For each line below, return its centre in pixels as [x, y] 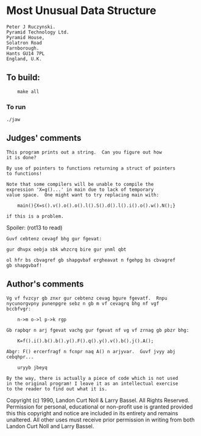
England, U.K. [24, 59]
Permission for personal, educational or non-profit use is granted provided [100, 407]
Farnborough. [23, 48]
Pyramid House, [26, 37]
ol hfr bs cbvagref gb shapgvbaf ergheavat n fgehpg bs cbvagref [91, 260]
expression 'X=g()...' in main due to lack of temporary [80, 190]
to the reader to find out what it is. [57, 389]
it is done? [21, 157]
